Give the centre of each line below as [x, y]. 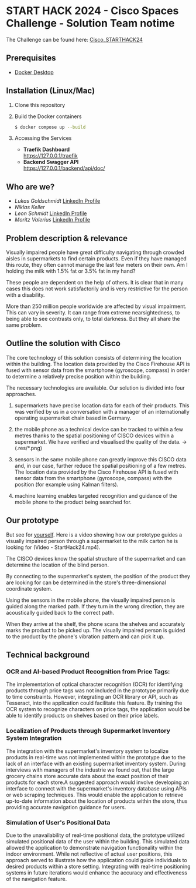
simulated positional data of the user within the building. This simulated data [98, 841]
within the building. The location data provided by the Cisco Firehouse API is [98, 364]
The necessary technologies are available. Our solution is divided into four [96, 388]
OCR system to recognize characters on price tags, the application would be [98, 709]
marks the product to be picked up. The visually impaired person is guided [96, 630]
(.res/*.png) [28, 448]
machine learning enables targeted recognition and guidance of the [96, 495]
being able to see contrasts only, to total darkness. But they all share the [93, 319]
